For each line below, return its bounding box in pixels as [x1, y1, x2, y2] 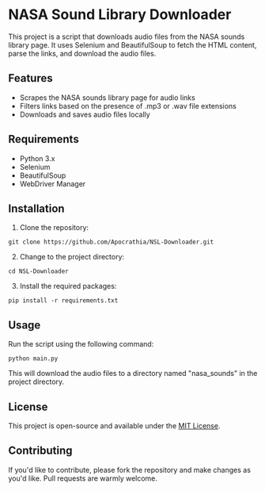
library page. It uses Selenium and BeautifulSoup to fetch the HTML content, [8, 40, 257, 49]
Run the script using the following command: [8, 339, 154, 349]
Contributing [8, 444, 73, 458]
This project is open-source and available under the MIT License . [8, 421, 221, 430]
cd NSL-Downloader [8, 267, 69, 275]
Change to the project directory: [19, 252, 125, 262]
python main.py [8, 355, 59, 362]
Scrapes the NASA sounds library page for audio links [19, 93, 195, 102]
